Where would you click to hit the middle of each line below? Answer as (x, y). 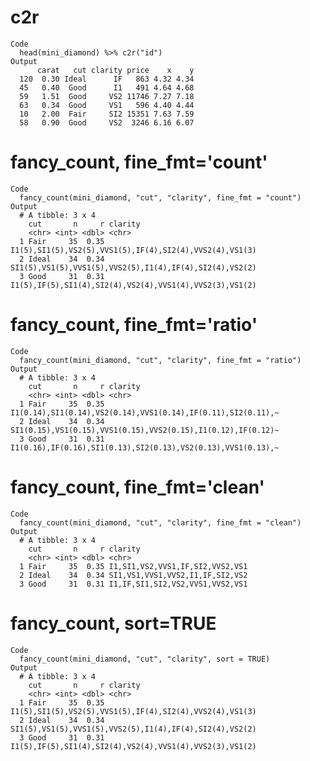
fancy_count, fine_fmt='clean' (137, 487)
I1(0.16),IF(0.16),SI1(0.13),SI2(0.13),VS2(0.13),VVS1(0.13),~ (145, 447)
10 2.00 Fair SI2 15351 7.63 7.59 (107, 114)
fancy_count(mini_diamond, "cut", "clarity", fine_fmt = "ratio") (160, 360)
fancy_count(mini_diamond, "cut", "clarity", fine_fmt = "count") (160, 197)
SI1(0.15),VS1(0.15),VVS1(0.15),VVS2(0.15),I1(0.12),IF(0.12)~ (145, 430)
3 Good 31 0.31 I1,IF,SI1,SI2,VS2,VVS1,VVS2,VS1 (133, 584)
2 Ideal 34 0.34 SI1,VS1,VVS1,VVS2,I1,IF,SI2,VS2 (133, 575)
